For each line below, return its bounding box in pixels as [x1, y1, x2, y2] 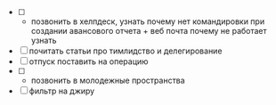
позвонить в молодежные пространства [30, 75, 185, 85]
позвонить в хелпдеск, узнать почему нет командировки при [30, 16, 265, 27]
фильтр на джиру [28, 85, 95, 96]
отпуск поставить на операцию [28, 56, 149, 67]
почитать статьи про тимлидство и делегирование [28, 45, 223, 56]
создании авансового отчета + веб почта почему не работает [30, 26, 267, 36]
